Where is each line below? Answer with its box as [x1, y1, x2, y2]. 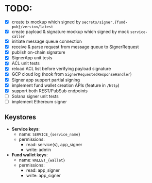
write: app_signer [26, 172, 61, 178]
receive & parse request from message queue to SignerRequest [11, 44, 139, 50]
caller [11, 34, 25, 39]
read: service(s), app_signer [26, 141, 83, 147]
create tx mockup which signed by [11, 19, 81, 25]
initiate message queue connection [11, 38, 82, 44]
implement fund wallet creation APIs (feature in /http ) [11, 82, 119, 88]
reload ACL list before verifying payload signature [11, 66, 111, 72]
